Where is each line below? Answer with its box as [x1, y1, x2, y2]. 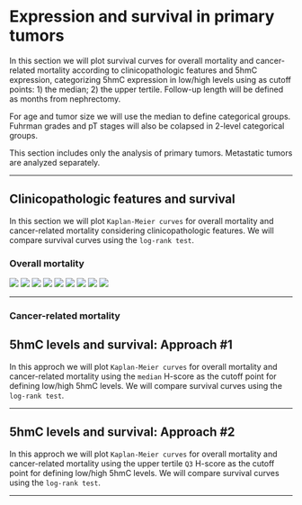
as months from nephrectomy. [9, 93, 121, 104]
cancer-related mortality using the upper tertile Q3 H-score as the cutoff [9, 457, 275, 469]
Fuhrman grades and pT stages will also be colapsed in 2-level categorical [9, 120, 285, 131]
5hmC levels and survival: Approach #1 [9, 338, 234, 353]
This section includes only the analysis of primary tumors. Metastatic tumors [9, 147, 293, 158]
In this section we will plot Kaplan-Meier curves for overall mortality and [9, 215, 274, 226]
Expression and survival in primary [9, 6, 275, 27]
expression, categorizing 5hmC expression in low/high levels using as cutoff [9, 74, 292, 85]
